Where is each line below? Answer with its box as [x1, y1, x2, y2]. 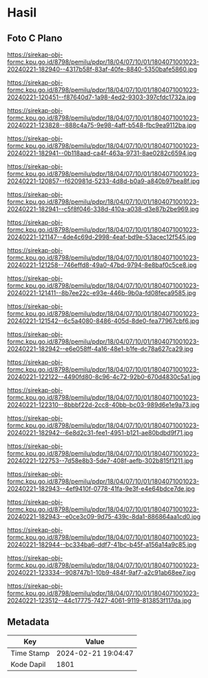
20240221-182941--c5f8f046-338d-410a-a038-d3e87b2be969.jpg [7, 205, 199, 213]
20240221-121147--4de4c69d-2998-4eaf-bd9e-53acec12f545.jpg [7, 233, 196, 241]
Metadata [7, 616, 50, 628]
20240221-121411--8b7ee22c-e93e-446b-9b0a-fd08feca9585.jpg [7, 289, 196, 297]
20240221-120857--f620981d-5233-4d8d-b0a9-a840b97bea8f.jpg [7, 177, 200, 185]
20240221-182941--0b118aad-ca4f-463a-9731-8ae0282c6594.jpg [7, 149, 197, 157]
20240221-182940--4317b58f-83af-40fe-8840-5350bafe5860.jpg [7, 65, 198, 73]
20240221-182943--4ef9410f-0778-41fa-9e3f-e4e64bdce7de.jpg [7, 485, 195, 493]
